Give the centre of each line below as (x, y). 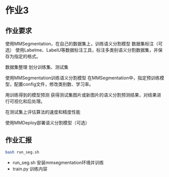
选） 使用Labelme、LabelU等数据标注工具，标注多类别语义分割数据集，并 (82, 50)
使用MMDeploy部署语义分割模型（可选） (47, 123)
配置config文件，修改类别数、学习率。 (54, 84)
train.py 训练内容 (30, 169)
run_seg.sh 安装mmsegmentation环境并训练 (58, 162)
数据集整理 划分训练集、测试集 (37, 67)
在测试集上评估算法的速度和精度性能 (43, 112)
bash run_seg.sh (22, 152)
